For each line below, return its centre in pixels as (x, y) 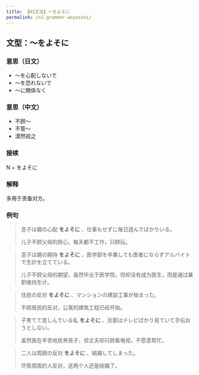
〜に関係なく (30, 91)
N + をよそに (22, 167)
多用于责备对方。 (27, 199)
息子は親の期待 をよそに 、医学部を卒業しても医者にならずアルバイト (105, 255)
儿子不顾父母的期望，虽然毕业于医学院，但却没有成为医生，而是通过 (104, 275)
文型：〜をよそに (38, 43)
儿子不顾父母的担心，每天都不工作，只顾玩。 (76, 242)
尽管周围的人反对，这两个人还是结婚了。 (70, 366)
